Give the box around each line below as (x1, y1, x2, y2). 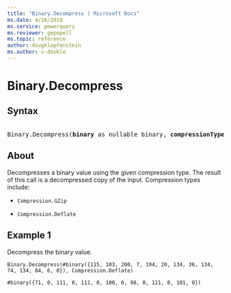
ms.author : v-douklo (7, 49, 67, 56)
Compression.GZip (16, 197, 67, 204)
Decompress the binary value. (7, 248, 93, 256)
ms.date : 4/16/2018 (7, 17, 63, 23)
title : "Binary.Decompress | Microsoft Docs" (7, 10, 140, 17)
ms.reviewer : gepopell (7, 29, 72, 36)
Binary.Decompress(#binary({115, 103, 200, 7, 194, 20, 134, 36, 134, (7, 261, 214, 268)
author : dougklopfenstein (7, 42, 81, 49)
